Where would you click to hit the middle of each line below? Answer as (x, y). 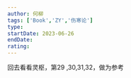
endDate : (20, 40)
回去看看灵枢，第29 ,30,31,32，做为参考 (65, 67)
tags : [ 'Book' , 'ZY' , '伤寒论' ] (50, 20)
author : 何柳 (25, 14)
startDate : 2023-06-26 (41, 33)
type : (15, 27)
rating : (19, 46)
